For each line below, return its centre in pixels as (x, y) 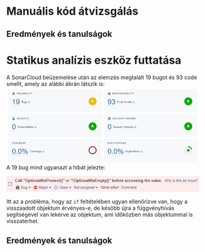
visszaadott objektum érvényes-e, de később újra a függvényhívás (90, 208)
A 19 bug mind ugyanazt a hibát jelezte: (56, 167)
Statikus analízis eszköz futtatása (94, 60)
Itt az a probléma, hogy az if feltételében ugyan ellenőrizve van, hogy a (97, 202)
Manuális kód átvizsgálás (73, 11)
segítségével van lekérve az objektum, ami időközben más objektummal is (100, 215)
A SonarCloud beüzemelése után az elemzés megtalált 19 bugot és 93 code (102, 77)
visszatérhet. (23, 221)
